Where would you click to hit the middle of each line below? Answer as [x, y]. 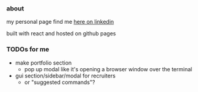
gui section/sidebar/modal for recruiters [65, 76]
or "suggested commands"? [60, 82]
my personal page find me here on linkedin [60, 22]
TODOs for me [28, 49]
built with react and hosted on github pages [61, 34]
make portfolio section [43, 63]
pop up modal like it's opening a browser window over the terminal [108, 69]
